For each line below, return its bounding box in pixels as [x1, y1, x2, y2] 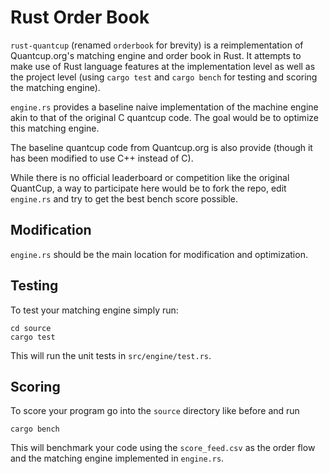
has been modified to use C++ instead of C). [10, 152, 194, 164]
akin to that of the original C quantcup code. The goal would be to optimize [10, 111, 319, 123]
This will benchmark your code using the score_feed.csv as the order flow [10, 442, 316, 454]
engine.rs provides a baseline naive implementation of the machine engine [10, 101, 319, 113]
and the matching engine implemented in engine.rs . [10, 452, 225, 465]
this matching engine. [10, 122, 100, 134]
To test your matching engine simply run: [10, 304, 179, 316]
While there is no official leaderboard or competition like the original [10, 171, 290, 183]
